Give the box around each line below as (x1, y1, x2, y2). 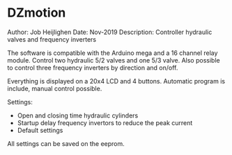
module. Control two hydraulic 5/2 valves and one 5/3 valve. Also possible (7, 56, 221, 64)
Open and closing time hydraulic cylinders (17, 111, 139, 120)
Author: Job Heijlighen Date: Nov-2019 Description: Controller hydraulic (7, 28, 212, 36)
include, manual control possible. (7, 84, 102, 92)
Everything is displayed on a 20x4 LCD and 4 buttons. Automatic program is (7, 76, 225, 85)
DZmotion (7, 5, 66, 21)
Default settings (17, 126, 63, 134)
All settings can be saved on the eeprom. (7, 139, 125, 147)
